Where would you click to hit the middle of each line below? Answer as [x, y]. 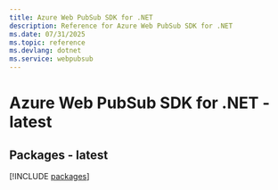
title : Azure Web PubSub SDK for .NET [81, 17]
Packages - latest [59, 155]
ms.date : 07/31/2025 [48, 34]
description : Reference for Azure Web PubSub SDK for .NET [121, 26]
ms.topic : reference [48, 42]
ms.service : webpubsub [51, 59]
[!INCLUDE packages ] [49, 176]
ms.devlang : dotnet [45, 51]
